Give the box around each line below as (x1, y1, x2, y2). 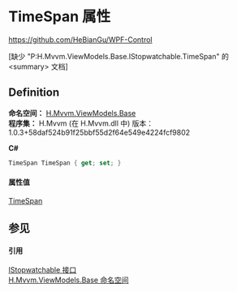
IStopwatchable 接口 (8, 265, 77, 275)
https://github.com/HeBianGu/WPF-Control (8, 34, 153, 45)
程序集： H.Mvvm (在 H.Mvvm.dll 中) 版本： (8, 118, 154, 128)
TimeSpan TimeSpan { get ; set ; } (8, 159, 122, 167)
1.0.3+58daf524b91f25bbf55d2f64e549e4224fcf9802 (8, 127, 191, 137)
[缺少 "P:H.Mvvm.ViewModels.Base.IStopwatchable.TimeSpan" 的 (8, 51, 229, 61)
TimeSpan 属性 (8, 7, 111, 26)
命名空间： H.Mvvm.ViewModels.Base (8, 108, 136, 118)
